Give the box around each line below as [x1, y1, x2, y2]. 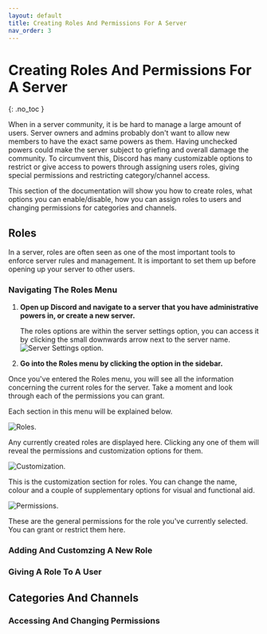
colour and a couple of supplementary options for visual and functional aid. [8, 485, 255, 495]
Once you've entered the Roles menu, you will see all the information [8, 374, 234, 384]
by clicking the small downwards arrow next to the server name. [19, 335, 231, 344]
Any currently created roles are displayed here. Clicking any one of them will [8, 438, 259, 447]
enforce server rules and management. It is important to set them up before [8, 256, 257, 266]
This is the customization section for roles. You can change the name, [8, 477, 238, 487]
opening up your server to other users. [8, 264, 135, 274]
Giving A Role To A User [8, 566, 102, 577]
